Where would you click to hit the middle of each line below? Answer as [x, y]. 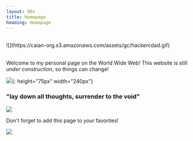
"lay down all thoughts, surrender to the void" [73, 96]
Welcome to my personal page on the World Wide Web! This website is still [97, 63]
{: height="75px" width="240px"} [53, 81]
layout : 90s [21, 11]
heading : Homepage [29, 22]
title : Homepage [26, 17]
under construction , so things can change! [57, 69]
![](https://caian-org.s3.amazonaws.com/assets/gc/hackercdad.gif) [88, 45]
